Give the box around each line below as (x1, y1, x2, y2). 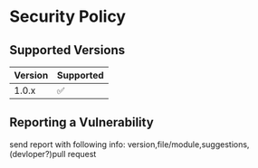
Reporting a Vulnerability (9, 115, 154, 130)
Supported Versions (9, 42, 125, 58)
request (67, 148, 97, 159)
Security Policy (9, 6, 127, 27)
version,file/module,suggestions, (127, 138, 250, 150)
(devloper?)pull (9, 148, 66, 159)
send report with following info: (9, 138, 126, 150)
